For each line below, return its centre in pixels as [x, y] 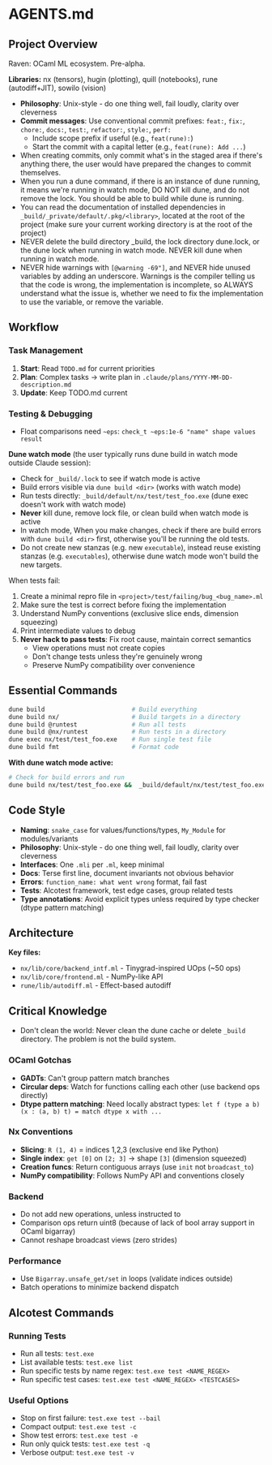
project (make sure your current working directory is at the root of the [136, 224]
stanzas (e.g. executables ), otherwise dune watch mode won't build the [139, 556]
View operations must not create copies [99, 648]
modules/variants [49, 838]
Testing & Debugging [51, 413]
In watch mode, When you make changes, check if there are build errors [140, 530]
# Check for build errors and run [67, 778]
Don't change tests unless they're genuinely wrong [117, 656]
